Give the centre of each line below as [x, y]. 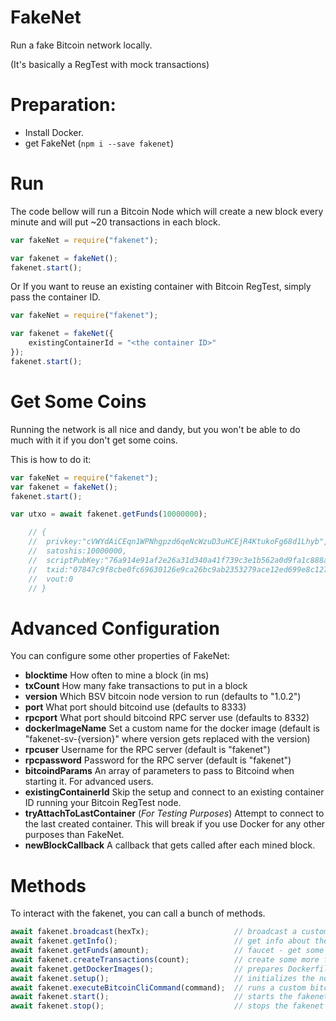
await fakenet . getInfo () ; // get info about [160, 941]
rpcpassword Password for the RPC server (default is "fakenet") [158, 760]
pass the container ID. [55, 297]
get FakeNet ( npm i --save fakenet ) [99, 143]
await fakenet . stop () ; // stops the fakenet [167, 1006]
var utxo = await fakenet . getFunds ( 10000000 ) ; [109, 514]
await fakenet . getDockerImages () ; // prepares [147, 969]
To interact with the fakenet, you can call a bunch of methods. [138, 913]
